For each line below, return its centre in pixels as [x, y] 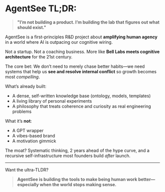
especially [28, 184]
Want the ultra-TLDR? [27, 169]
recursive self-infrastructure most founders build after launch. [68, 156]
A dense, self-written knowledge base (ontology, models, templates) [82, 96]
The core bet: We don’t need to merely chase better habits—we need [75, 66]
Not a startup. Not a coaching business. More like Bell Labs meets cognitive [82, 52]
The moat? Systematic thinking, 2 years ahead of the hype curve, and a [77, 150]
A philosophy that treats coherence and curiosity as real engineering [82, 106]
